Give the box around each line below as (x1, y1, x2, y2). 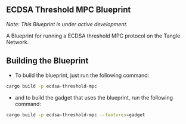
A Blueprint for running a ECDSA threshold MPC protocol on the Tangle (6, 32, 181, 39)
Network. (6, 38, 29, 45)
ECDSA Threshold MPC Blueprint (6, 5, 131, 15)
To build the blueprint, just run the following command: (14, 72, 150, 79)
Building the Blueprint (6, 56, 89, 66)
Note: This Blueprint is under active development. (6, 20, 128, 27)
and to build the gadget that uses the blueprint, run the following (14, 94, 173, 101)
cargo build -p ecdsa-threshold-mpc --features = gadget (6, 111, 145, 118)
